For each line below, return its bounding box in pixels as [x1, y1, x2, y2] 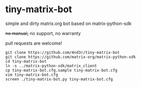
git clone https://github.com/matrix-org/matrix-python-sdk [5, 54, 136, 60]
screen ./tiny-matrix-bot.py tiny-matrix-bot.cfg [5, 76, 113, 82]
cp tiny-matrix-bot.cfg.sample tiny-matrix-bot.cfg [5, 68, 118, 73]
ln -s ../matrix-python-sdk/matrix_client [5, 63, 97, 68]
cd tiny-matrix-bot [5, 59, 47, 64]
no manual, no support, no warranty [5, 30, 81, 36]
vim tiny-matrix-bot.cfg [5, 72, 58, 77]
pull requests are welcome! [5, 40, 62, 46]
